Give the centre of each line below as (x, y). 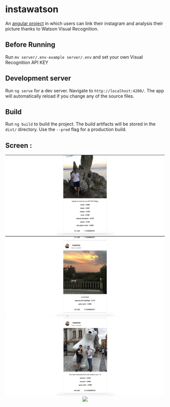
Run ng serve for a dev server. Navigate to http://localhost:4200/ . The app (85, 90)
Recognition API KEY (27, 62)
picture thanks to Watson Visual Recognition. (52, 28)
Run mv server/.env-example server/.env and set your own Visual (74, 57)
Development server (38, 78)
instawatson (32, 9)
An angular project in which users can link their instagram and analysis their (84, 23)
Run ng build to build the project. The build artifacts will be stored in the (80, 124)
